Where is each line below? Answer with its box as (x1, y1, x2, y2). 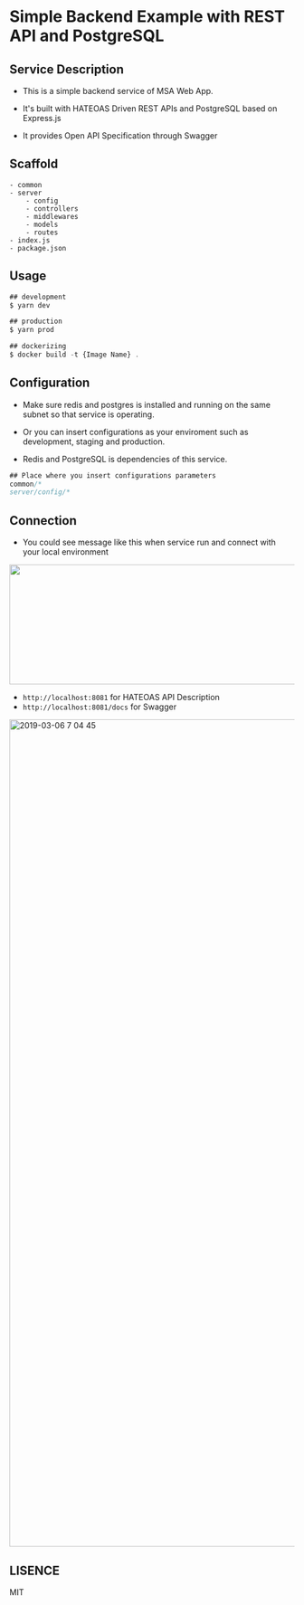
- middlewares (25, 212, 79, 221)
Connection (9, 513, 77, 528)
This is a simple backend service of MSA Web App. (22, 86, 214, 96)
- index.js (9, 235, 51, 245)
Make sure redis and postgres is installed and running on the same (22, 399, 271, 410)
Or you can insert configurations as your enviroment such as (22, 426, 249, 437)
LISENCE (9, 1562, 61, 1578)
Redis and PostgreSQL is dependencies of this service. (22, 453, 228, 464)
